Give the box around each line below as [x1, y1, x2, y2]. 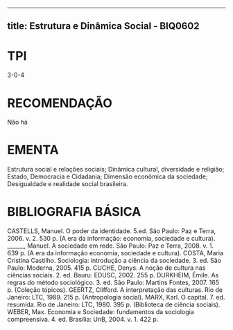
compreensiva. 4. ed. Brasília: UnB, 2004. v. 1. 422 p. [7, 315, 159, 324]
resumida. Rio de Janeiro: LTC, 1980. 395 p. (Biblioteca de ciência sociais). [7, 300, 221, 309]
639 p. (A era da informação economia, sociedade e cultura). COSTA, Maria [7, 249, 224, 257]
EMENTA [7, 143, 59, 158]
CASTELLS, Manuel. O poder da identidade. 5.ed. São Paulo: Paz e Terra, [7, 227, 216, 235]
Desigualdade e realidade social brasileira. [7, 180, 128, 188]
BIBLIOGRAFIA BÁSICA [7, 204, 141, 220]
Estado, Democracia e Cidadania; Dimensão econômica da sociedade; [7, 172, 208, 181]
